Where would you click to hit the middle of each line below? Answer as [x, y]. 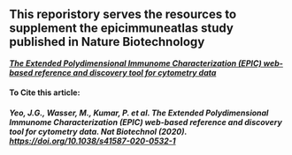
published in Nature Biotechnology [107, 42]
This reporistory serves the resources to [123, 15]
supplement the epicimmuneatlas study [122, 29]
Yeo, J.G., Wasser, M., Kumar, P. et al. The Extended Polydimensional [139, 113]
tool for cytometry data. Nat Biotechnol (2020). [98, 132]
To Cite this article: [45, 92]
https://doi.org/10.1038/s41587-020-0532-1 [92, 141]
